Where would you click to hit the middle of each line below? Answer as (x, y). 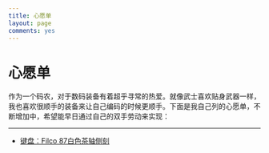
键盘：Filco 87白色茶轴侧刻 (64, 141)
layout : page (30, 23)
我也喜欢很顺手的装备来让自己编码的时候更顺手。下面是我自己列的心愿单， (131, 107)
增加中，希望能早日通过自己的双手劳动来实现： (92, 116)
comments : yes (32, 30)
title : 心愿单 (30, 16)
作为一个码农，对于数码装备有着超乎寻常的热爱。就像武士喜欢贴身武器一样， (134, 96)
